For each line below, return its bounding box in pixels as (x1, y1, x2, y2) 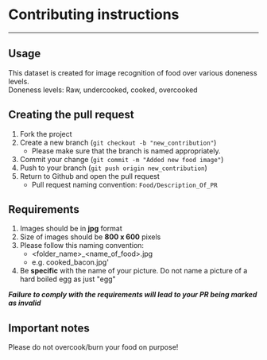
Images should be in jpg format (19, 224, 123, 234)
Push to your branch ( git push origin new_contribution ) (19, 163, 208, 172)
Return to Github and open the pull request (19, 171, 161, 180)
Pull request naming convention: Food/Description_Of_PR (31, 180, 218, 189)
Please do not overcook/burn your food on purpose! (8, 343, 179, 352)
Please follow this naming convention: (19, 241, 145, 250)
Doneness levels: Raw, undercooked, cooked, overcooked (8, 85, 198, 95)
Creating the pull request (8, 108, 134, 122)
